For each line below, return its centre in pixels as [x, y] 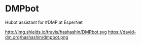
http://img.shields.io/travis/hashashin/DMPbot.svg [56, 32]
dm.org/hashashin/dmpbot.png [37, 37]
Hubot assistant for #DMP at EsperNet [44, 22]
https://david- [122, 32]
